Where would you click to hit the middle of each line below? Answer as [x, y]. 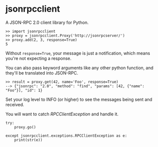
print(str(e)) [28, 140]
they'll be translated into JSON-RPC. [42, 73]
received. [15, 104]
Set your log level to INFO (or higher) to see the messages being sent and [79, 99]
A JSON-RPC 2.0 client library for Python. [47, 22]
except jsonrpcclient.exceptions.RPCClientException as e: [66, 136]
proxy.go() [25, 127]
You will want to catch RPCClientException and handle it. [62, 114]
